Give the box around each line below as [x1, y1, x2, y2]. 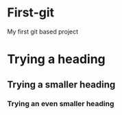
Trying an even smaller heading [7, 99, 114, 109]
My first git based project [7, 27, 79, 36]
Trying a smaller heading [7, 79, 116, 90]
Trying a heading [7, 51, 106, 67]
